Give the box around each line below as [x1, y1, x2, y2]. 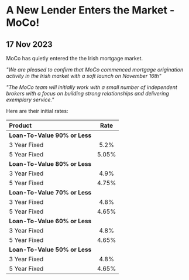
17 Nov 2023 [6, 39, 53, 49]
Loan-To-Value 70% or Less [9, 189, 92, 196]
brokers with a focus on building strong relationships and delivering [6, 90, 170, 97]
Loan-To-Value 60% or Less [9, 217, 92, 225]
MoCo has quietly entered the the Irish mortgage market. [6, 55, 143, 62]
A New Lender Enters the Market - [6, 4, 175, 17]
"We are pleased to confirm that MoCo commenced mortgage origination [6, 66, 184, 73]
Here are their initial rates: [6, 108, 68, 114]
